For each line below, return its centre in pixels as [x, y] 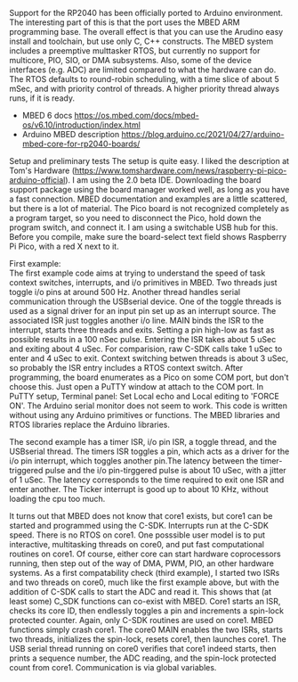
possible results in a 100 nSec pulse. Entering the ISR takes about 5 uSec [143, 339]
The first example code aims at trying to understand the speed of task [137, 273]
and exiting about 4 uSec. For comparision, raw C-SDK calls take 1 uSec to [146, 349]
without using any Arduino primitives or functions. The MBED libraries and [145, 415]
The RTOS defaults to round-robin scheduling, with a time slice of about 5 [145, 79]
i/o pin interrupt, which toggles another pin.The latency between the [134, 461]
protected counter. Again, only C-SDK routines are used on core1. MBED [141, 620]
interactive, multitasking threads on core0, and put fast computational [137, 544]
